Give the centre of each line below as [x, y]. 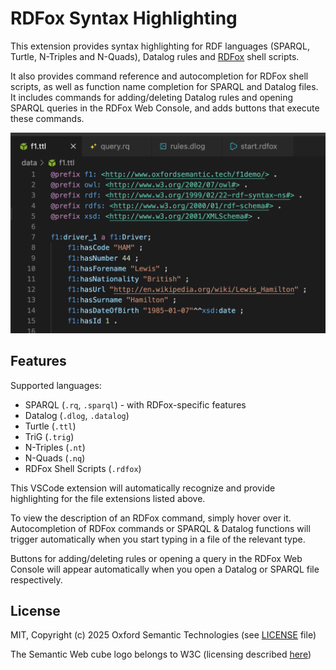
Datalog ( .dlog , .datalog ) [77, 415]
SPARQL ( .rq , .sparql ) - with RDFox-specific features [135, 404]
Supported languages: [56, 385]
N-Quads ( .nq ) [55, 458]
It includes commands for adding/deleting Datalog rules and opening [152, 97]
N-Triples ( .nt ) [55, 447]
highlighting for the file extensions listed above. [108, 498]
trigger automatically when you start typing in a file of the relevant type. [158, 539]
